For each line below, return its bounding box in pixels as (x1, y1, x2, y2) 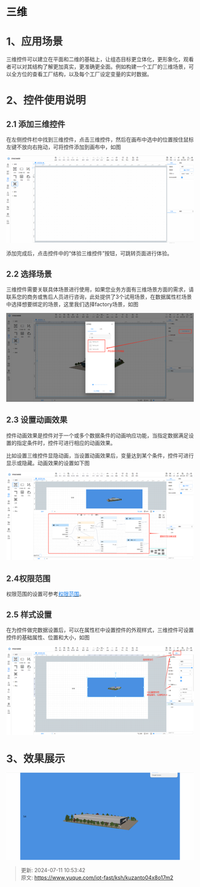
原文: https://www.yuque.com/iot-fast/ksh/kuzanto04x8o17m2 (20, 874, 174, 881)
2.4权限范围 (6, 573, 51, 584)
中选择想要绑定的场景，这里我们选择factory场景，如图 (6, 301, 139, 308)
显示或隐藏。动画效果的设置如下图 (6, 459, 90, 466)
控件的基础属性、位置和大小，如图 (6, 634, 90, 641)
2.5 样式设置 (6, 609, 52, 619)
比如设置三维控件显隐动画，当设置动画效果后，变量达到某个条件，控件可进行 (6, 452, 194, 459)
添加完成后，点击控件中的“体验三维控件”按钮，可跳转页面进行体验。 (6, 250, 173, 257)
